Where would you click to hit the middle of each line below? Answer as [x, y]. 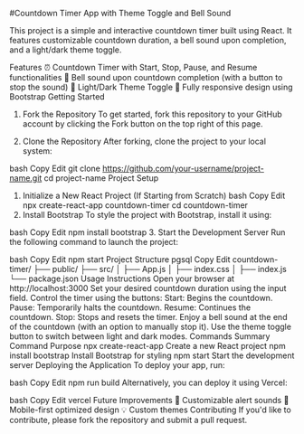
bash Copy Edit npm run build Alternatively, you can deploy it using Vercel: [148, 382]
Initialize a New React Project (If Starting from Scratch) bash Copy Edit [154, 195]
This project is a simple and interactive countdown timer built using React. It [151, 30]
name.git [26, 178]
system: [37, 151]
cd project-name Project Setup [101, 178]
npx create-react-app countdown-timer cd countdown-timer [135, 205]
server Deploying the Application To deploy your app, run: [117, 365]
